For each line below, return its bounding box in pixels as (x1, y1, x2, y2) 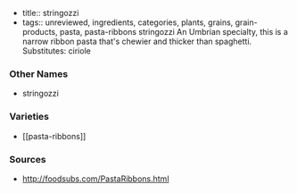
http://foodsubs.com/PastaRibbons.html (21, 173, 169, 184)
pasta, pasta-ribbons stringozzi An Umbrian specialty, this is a (59, 27, 288, 37)
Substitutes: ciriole (21, 46, 91, 56)
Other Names (9, 67, 69, 80)
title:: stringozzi (21, 8, 79, 18)
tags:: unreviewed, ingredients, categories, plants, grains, (21, 17, 234, 28)
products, (21, 27, 58, 37)
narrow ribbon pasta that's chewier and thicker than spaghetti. (21, 36, 252, 46)
